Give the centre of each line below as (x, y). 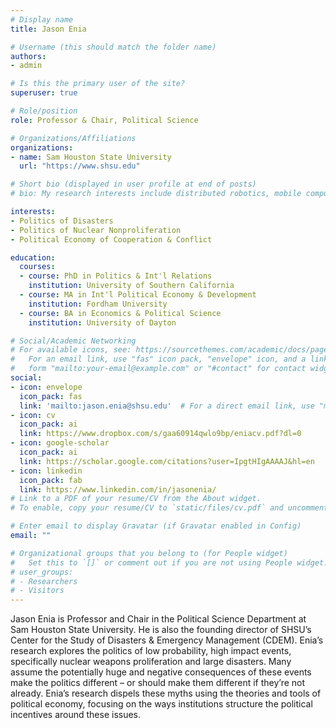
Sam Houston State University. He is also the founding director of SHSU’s (161, 630)
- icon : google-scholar (60, 443)
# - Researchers (44, 581)
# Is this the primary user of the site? (98, 84)
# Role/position (44, 111)
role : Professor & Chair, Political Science (104, 120)
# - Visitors (37, 591)
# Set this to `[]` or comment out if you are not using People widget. (169, 562)
